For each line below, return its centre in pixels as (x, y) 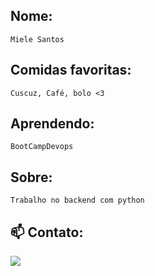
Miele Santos (37, 39)
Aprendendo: (52, 124)
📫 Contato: (47, 232)
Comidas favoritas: (71, 70)
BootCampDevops (42, 147)
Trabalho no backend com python (77, 200)
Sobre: (31, 177)
